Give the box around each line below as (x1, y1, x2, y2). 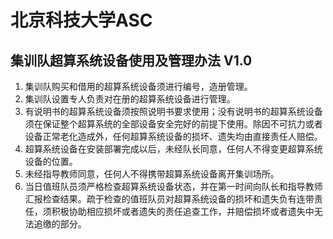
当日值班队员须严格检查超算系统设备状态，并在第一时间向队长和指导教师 (24, 181, 323, 192)
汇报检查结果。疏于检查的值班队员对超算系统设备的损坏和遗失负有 (24, 193, 297, 205)
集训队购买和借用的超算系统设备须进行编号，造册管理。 (24, 81, 253, 92)
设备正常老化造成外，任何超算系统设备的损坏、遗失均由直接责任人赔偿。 (24, 131, 323, 142)
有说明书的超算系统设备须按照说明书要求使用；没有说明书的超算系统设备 (24, 106, 323, 117)
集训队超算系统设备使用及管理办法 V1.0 (10, 52, 253, 69)
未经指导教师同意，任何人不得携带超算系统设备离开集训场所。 (24, 168, 280, 180)
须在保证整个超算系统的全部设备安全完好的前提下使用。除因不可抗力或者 (24, 118, 323, 130)
